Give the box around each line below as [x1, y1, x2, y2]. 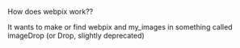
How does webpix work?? [7, 7, 94, 16]
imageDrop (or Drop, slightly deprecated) [7, 31, 145, 40]
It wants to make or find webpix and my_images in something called [7, 22, 233, 31]
